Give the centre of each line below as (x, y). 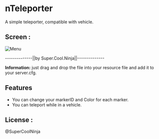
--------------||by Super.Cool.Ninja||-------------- (55, 58)
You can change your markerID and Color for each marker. (70, 99)
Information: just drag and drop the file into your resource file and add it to (79, 67)
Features (19, 88)
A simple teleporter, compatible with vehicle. (49, 22)
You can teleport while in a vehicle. (47, 105)
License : (19, 120)
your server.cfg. (21, 73)
